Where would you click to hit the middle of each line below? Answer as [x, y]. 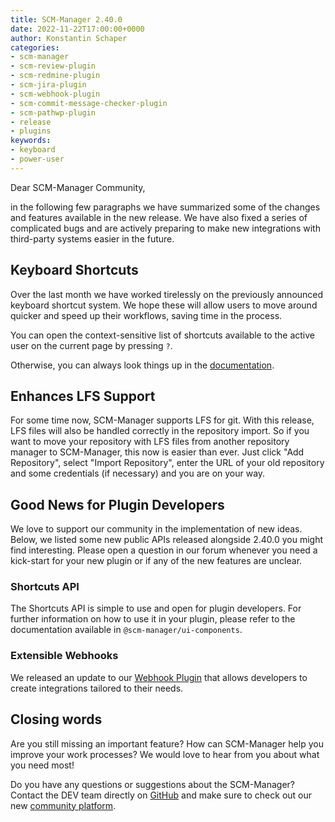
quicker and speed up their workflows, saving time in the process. [146, 315]
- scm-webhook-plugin [55, 94]
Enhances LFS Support [83, 396]
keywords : [31, 141]
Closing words [56, 719]
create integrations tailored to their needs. [97, 688]
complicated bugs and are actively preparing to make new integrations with [165, 228]
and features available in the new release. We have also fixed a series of [159, 217]
